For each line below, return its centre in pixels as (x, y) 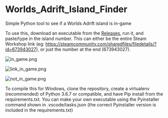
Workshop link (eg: (25, 44)
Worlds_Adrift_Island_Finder (66, 9)
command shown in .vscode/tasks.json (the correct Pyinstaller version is (81, 104)
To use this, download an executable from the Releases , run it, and (74, 33)
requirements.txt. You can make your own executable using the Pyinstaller (82, 99)
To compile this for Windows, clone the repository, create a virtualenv (77, 88)
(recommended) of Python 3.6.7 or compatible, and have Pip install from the (84, 94)
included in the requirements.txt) (39, 110)
